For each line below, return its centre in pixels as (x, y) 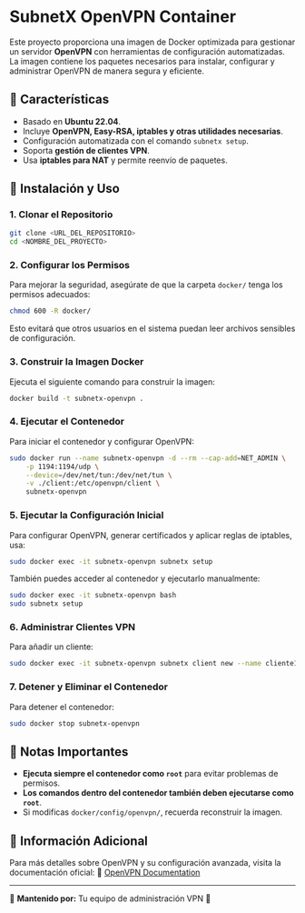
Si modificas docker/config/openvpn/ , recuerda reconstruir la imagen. (152, 812)
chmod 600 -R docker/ (50, 311)
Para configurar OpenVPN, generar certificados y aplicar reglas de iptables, (151, 535)
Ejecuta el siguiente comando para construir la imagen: (113, 381)
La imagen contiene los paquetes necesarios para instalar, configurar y (142, 61)
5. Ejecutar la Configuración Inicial (87, 516)
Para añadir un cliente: (51, 647)
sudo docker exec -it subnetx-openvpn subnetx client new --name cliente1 (154, 664)
